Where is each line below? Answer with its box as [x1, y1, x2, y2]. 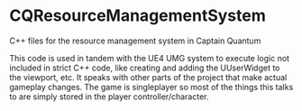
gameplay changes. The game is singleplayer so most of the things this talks [9, 81, 294, 92]
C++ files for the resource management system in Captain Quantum [9, 35, 261, 46]
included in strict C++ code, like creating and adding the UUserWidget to [9, 62, 280, 73]
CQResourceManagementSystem [9, 5, 266, 26]
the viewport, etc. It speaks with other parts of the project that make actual [9, 71, 288, 82]
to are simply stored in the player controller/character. [9, 91, 209, 102]
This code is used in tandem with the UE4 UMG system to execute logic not [9, 52, 290, 63]
